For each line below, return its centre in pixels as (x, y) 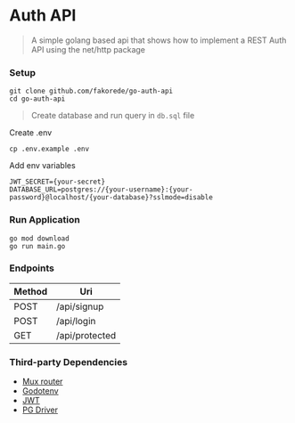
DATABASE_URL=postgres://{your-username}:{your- (101, 190)
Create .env (31, 133)
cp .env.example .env (49, 149)
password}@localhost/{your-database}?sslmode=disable (111, 198)
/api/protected (86, 335)
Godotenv (41, 391)
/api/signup (80, 306)
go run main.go (37, 246)
